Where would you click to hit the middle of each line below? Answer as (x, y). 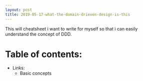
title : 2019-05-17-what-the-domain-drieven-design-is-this (68, 14)
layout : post (19, 10)
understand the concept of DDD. (39, 34)
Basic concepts (36, 73)
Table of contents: (44, 54)
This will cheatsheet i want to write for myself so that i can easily (71, 28)
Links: (18, 68)
